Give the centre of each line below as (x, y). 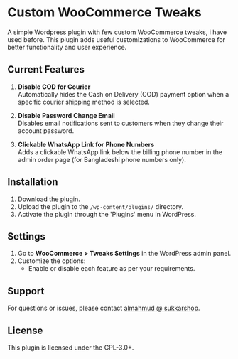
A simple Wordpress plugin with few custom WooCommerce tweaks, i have (117, 32)
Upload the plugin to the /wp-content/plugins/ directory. (101, 206)
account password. (46, 130)
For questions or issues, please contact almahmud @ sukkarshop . (104, 308)
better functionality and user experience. (67, 47)
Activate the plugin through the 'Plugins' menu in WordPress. (107, 214)
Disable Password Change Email (66, 115)
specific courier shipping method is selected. (84, 102)
